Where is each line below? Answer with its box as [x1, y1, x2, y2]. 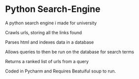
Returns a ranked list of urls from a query [5, 58, 89, 64]
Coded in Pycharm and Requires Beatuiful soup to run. [5, 68, 116, 74]
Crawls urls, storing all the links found [5, 29, 82, 35]
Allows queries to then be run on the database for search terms [5, 49, 135, 55]
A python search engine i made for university [5, 20, 97, 26]
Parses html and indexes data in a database [5, 39, 94, 45]
